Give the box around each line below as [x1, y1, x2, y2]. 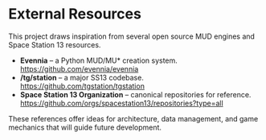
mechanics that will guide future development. [8, 122, 162, 132]
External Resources [8, 5, 142, 23]
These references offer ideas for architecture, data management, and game [8, 113, 259, 123]
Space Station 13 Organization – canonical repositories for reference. [19, 89, 252, 99]
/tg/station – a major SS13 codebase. [19, 72, 145, 82]
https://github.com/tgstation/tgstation [19, 81, 145, 91]
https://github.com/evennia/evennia [19, 64, 139, 73]
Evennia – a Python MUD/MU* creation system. [19, 56, 178, 65]
